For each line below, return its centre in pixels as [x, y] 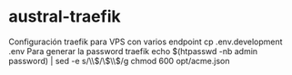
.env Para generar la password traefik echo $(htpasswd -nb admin [133, 51]
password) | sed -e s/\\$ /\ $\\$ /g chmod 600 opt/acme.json [119, 61]
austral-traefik [65, 17]
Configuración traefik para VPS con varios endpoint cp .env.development [146, 42]
